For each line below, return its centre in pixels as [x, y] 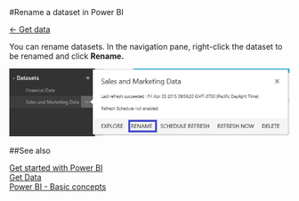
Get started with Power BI [56, 168]
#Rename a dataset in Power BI [67, 12]
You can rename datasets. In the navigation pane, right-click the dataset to [146, 47]
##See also [30, 151]
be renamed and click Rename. [67, 56]
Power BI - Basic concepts [58, 187]
